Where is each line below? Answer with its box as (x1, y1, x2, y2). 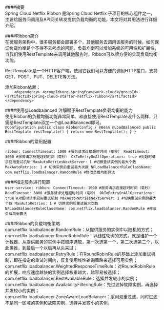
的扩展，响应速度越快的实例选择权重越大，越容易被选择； (5, 269, 121, 275)
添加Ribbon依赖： (5, 84, 41, 90)
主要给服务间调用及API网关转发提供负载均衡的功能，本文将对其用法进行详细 (5, 17, 158, 22)
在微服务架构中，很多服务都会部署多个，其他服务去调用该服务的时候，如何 (5, 39, 155, 45)
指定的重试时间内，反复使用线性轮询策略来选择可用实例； (21, 257, 138, 263)
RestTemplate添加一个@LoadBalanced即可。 (13, 120, 104, 125)
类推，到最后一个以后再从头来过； (9, 245, 78, 250)
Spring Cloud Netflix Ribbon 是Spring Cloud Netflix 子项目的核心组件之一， (5, 10, 155, 16)
